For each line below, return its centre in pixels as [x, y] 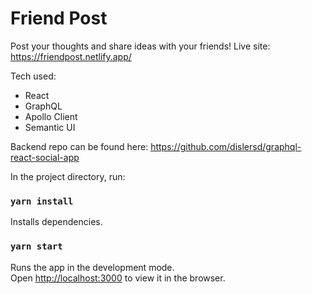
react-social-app [45, 157]
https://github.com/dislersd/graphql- [226, 146]
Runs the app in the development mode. [92, 267]
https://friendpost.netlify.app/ [71, 56]
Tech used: [33, 76]
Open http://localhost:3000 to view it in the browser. [118, 278]
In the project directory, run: [68, 176]
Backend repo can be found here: [79, 146]
